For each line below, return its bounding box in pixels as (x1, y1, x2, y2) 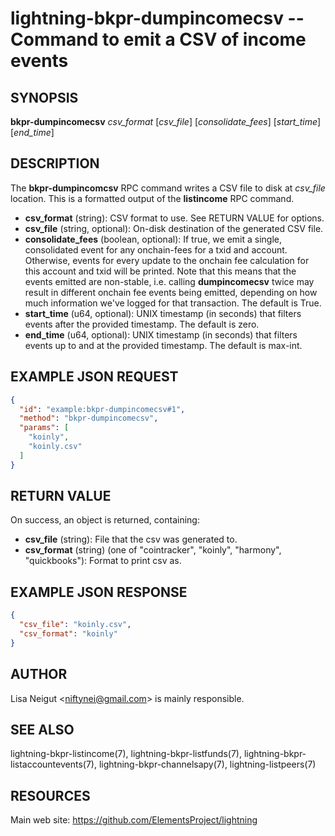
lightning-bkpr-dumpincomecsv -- (10, 7, 305, 30)
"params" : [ (19, 423, 70, 433)
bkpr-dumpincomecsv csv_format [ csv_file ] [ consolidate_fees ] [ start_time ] (10, 116, 322, 127)
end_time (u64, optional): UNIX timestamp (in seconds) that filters (24, 328, 298, 341)
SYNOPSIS (10, 89, 79, 106)
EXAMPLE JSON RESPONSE (10, 583, 188, 601)
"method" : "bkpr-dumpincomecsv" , (19, 413, 159, 424)
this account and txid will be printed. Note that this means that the (24, 265, 297, 277)
